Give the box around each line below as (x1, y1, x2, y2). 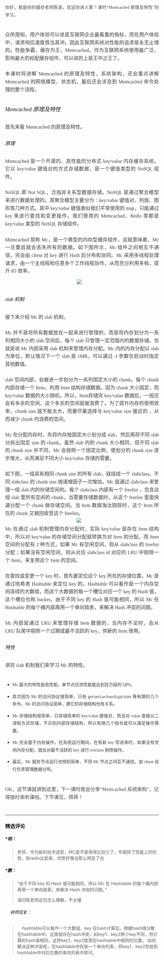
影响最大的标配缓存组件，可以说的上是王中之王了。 (5, 55, 123, 61)
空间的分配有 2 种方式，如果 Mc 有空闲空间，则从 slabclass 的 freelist (5, 542, 159, 548)
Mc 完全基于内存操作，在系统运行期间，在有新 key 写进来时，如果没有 (12, 740, 155, 745)
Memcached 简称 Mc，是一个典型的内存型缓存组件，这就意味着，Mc (5, 237, 159, 243)
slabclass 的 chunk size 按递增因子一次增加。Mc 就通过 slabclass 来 (11, 479, 154, 485)
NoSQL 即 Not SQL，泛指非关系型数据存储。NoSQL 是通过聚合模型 (5, 190, 159, 196)
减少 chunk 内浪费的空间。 (10, 416, 69, 422)
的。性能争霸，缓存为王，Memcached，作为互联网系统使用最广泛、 (5, 47, 159, 53)
